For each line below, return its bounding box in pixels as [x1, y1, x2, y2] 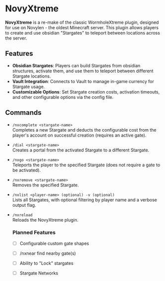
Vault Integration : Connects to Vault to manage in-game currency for [12, 78, 155, 84]
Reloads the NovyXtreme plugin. [12, 217, 79, 223]
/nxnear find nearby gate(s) [19, 250, 76, 256]
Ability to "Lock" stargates [19, 260, 73, 266]
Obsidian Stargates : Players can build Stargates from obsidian [12, 62, 141, 68]
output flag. [12, 202, 36, 208]
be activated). [12, 167, 41, 173]
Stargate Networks [19, 270, 58, 276]
